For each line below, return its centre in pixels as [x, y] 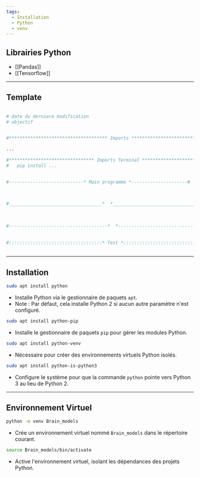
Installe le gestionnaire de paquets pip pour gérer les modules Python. [101, 332]
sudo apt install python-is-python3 [51, 366]
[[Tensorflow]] [32, 73]
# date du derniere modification [48, 116]
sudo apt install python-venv [44, 343]
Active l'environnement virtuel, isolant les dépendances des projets [97, 461]
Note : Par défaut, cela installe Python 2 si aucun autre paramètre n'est [101, 303]
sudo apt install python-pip [42, 321]
